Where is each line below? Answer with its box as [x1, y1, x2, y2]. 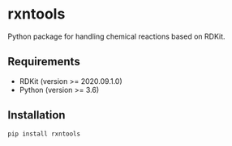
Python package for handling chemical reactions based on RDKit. [7, 31, 226, 41]
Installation [7, 108, 66, 122]
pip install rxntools [7, 130, 81, 138]
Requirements [7, 55, 80, 69]
